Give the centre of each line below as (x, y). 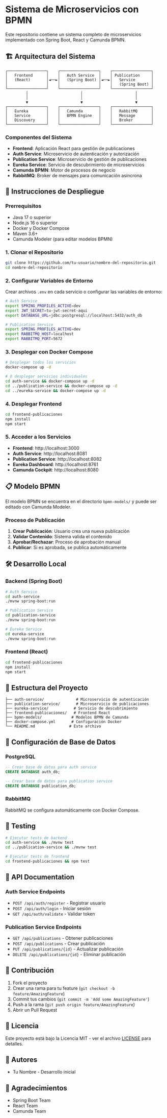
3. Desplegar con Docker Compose (49, 352)
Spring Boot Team (32, 1100)
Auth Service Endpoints (35, 892)
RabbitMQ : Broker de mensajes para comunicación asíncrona (77, 176)
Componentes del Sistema (39, 137)
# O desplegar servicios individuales (46, 376)
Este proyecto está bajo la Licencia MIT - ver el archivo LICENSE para (78, 1038)
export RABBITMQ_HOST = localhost (39, 334)
